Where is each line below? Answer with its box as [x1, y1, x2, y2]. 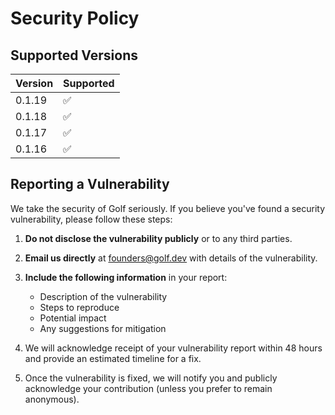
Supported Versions [10, 47, 138, 64]
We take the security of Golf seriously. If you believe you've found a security [10, 202, 326, 214]
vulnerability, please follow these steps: [10, 213, 173, 225]
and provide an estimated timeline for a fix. [24, 352, 202, 364]
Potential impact [39, 312, 107, 324]
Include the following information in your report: [24, 271, 228, 283]
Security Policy [10, 7, 140, 30]
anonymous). [24, 393, 80, 405]
